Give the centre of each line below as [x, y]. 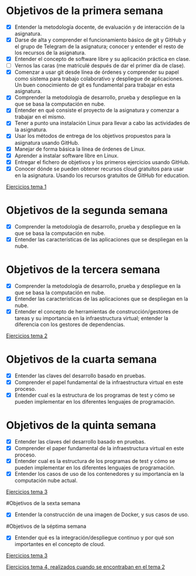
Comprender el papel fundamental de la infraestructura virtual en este [99, 382]
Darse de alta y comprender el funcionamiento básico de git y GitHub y [100, 40]
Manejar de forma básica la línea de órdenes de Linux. [80, 149]
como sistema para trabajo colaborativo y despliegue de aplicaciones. [99, 79]
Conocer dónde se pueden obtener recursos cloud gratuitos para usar [99, 169]
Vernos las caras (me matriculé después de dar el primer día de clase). [100, 66]
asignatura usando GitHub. [47, 142]
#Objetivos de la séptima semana [46, 526]
